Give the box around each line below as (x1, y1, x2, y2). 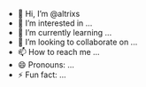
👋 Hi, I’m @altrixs (17, 9, 81, 19)
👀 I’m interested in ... (17, 18, 93, 28)
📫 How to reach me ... (17, 47, 100, 57)
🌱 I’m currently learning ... (17, 28, 112, 37)
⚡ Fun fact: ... (17, 69, 66, 80)
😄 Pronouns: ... (17, 59, 75, 70)
